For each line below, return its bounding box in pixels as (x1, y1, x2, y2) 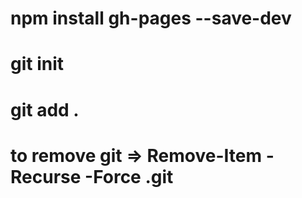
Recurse (10, 165, 82, 188)
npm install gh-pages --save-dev (10, 7, 292, 30)
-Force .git (84, 165, 174, 188)
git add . (10, 98, 80, 121)
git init (10, 53, 65, 76)
